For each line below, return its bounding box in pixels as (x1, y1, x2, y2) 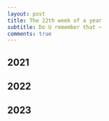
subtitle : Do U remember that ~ (7, 23, 102, 30)
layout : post (7, 10, 46, 18)
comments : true (7, 30, 52, 38)
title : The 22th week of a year (7, 17, 102, 24)
